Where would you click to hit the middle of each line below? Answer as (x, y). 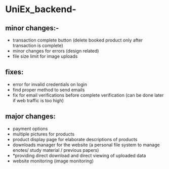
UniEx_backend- (41, 9)
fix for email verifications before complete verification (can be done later (88, 95)
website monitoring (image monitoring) (53, 161)
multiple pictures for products (44, 134)
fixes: (14, 72)
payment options (30, 129)
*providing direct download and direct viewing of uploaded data (79, 155)
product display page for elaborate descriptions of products (75, 139)
